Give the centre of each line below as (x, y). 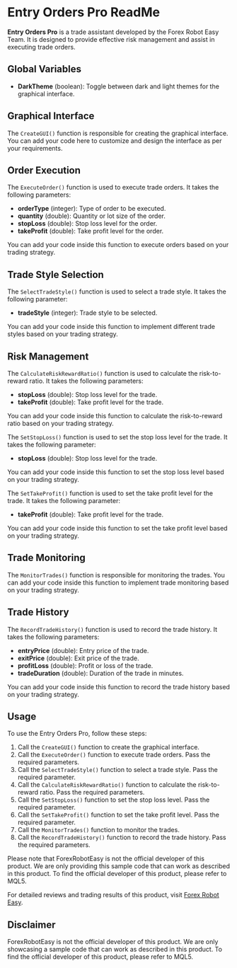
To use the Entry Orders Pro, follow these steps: (77, 734)
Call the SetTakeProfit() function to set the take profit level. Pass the (118, 815)
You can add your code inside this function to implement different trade (111, 327)
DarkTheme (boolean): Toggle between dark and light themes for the (118, 86)
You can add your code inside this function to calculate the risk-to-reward (115, 416)
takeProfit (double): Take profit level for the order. (91, 231)
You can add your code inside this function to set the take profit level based (117, 528)
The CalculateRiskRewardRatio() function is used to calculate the (103, 373)
